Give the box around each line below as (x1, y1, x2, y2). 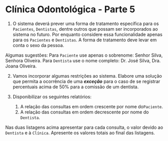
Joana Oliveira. (5, 63, 37, 69)
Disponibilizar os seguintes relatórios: (12, 93, 92, 100)
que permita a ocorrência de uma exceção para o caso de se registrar (12, 78, 160, 84)
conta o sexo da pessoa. (12, 42, 65, 48)
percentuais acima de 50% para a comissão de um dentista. (12, 83, 139, 90)
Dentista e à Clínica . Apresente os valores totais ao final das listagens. (5, 129, 155, 136)
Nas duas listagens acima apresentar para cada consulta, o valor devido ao (5, 124, 163, 130)
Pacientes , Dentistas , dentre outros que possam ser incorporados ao (12, 26, 158, 32)
